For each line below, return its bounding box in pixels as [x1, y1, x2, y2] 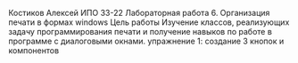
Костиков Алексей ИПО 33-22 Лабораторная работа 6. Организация [8, 8, 270, 18]
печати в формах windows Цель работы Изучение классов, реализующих [8, 17, 290, 28]
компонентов [8, 45, 60, 56]
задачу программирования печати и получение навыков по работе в [8, 27, 273, 36]
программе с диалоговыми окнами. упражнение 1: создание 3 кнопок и [8, 35, 285, 46]
